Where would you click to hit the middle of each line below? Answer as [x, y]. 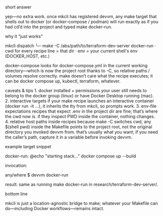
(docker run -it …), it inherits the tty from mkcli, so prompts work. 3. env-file [81, 106]
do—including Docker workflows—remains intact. [55, 208]
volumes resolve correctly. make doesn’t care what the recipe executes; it [79, 76]
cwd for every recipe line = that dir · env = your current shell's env [71, 51]
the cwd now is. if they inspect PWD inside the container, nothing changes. [80, 116]
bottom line [16, 194]
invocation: [16, 166]
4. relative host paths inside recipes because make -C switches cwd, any [78, 122]
